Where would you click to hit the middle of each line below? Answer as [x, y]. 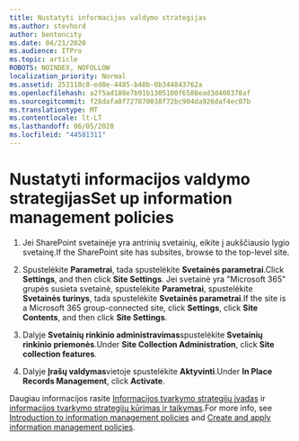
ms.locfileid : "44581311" [57, 135]
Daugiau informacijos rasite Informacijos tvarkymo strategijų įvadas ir [137, 398]
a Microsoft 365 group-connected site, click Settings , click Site [140, 308]
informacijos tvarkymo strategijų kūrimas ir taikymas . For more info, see [141, 408]
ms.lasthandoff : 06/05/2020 [62, 127]
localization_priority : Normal [68, 76]
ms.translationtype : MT [54, 110]
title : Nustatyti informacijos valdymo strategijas [108, 18]
